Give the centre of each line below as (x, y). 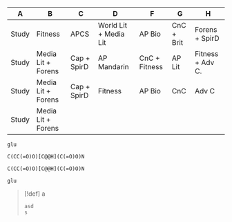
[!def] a (35, 194)
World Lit (113, 25)
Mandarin (113, 67)
